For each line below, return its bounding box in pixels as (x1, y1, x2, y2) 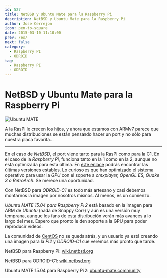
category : (5, 44, 26, 49)
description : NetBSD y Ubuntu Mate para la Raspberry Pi (5, 16, 126, 21)
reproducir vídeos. (5, 223, 43, 229)
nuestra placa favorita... (5, 136, 54, 142)
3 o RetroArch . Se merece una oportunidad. (5, 177, 94, 183)
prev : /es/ (5, 35, 28, 40)
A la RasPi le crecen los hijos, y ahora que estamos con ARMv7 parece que (5, 126, 159, 132)
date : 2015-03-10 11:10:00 (5, 30, 61, 35)
